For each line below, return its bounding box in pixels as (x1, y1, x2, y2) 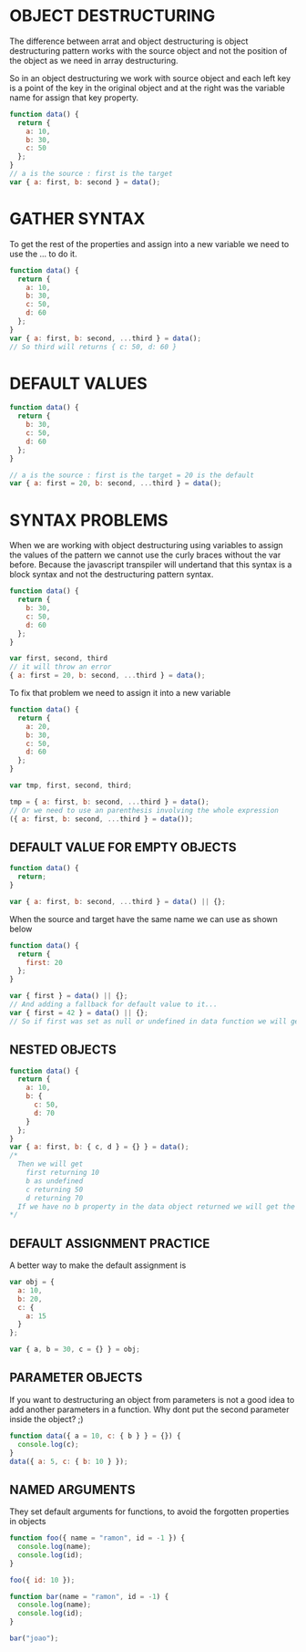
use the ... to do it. (9, 248, 77, 259)
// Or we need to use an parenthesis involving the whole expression (9, 805, 280, 815)
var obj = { (9, 1278, 55, 1287)
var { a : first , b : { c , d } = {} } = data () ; (9, 1142, 189, 1152)
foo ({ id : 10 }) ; (9, 1575, 76, 1584)
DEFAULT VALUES (9, 373, 148, 393)
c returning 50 (25, 1185, 84, 1194)
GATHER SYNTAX (9, 209, 146, 229)
